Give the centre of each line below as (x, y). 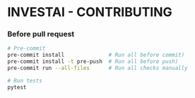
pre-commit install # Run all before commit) (96, 55)
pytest (17, 87)
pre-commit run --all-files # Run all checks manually (98, 68)
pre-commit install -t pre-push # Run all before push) (93, 62)
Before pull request (41, 34)
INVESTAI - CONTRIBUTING (90, 12)
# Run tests (25, 80)
